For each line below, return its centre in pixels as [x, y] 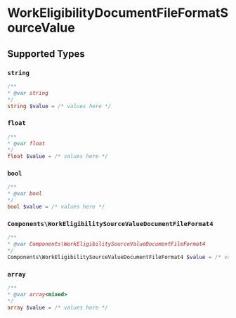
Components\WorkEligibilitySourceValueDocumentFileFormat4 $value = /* [114, 257]
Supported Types [46, 54]
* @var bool [25, 194]
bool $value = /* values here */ [56, 207]
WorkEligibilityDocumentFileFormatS [118, 13]
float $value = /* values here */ [58, 157]
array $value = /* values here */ [58, 307]
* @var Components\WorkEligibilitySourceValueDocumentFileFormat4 [106, 244]
